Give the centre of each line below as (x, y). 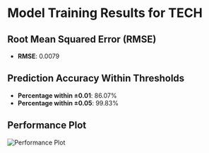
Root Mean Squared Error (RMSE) (82, 39)
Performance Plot (47, 125)
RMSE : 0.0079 (38, 56)
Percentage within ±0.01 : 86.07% (67, 95)
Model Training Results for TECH (105, 13)
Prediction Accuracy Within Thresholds (96, 78)
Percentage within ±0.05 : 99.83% (68, 103)
